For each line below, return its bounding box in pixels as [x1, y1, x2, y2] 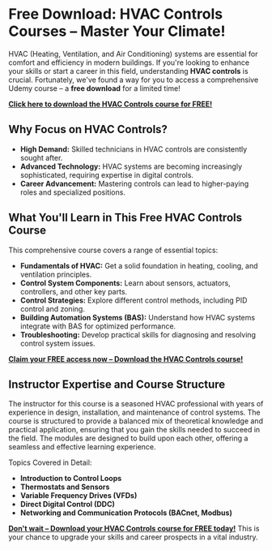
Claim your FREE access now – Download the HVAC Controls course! [8, 354, 244, 363]
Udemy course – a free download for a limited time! [8, 83, 181, 93]
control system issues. [19, 338, 96, 348]
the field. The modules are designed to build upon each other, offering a [8, 433, 249, 443]
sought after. [19, 153, 63, 162]
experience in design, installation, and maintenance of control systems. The [8, 407, 261, 418]
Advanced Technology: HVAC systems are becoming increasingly [19, 161, 243, 171]
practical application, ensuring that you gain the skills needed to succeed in [8, 425, 261, 435]
